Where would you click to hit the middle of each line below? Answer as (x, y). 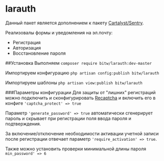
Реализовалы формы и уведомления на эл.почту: (59, 32)
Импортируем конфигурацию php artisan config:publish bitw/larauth (82, 73)
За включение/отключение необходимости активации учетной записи (82, 133)
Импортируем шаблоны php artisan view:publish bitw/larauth (74, 83)
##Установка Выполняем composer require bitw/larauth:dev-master (79, 63)
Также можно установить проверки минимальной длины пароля (76, 149)
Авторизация (27, 48)
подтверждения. (23, 124)
